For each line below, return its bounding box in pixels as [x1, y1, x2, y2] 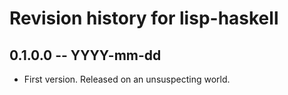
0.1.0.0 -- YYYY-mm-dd [9, 47, 162, 64]
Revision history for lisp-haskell [9, 7, 279, 30]
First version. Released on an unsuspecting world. [23, 73, 231, 85]
